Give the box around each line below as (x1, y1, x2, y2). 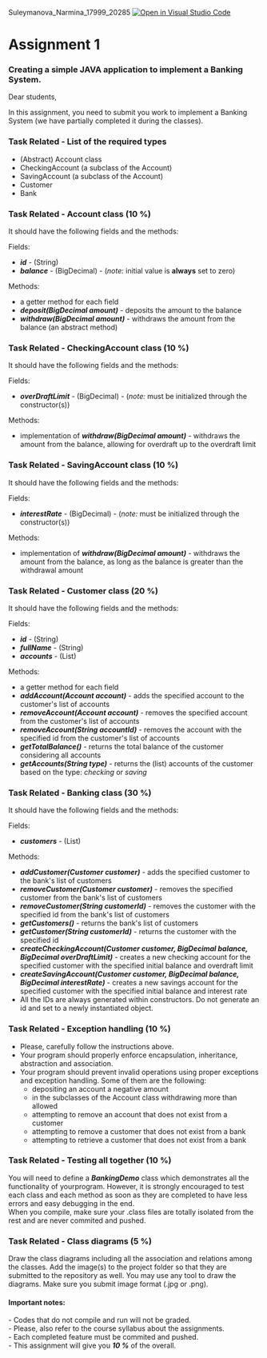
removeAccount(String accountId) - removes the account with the (19, 725, 242, 734)
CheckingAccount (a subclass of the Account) (19, 162, 173, 172)
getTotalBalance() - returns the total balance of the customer (19, 741, 224, 751)
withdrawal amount (19, 565, 84, 575)
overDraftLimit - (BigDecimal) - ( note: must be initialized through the (19, 392, 248, 401)
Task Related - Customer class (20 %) (8, 585, 158, 596)
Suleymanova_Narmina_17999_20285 (8, 8, 131, 17)
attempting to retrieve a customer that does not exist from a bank (31, 1135, 246, 1144)
